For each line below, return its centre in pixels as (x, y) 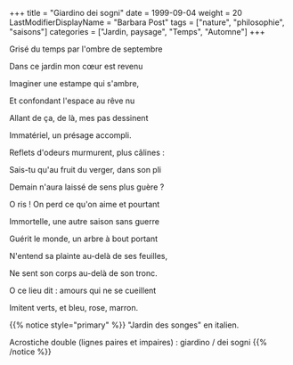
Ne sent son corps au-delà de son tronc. (83, 273)
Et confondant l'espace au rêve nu (72, 101)
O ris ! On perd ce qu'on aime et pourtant (85, 204)
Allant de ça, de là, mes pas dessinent (79, 118)
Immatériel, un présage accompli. (70, 135)
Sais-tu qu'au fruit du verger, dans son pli (85, 170)
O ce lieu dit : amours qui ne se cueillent (83, 290)
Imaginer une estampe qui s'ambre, (74, 83)
